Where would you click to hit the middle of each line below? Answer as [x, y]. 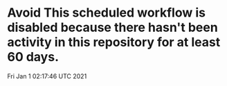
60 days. [33, 57]
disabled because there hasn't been [112, 27]
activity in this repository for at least [114, 42]
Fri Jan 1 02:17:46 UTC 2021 [47, 76]
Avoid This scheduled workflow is [107, 13]
